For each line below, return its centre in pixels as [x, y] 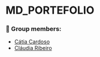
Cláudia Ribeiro [33, 48]
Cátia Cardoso [32, 42]
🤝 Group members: [34, 29]
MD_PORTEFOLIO [50, 10]
